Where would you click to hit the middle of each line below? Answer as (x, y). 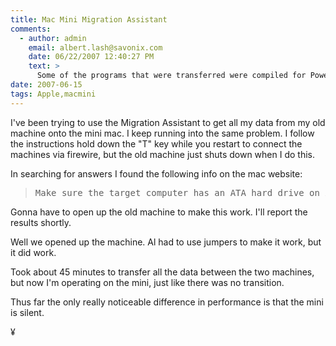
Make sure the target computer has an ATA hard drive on (177, 192)
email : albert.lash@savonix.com (95, 47)
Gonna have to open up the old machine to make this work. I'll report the (159, 212)
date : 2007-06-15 (46, 85)
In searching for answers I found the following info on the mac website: (156, 173)
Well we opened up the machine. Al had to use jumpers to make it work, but (166, 242)
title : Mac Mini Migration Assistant (89, 19)
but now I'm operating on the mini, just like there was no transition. (147, 282)
